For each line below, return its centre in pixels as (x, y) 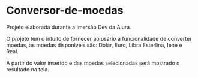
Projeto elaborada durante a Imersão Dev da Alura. (69, 27)
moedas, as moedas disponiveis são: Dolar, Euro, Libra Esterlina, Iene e (94, 45)
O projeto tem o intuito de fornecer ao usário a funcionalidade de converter (99, 38)
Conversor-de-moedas (65, 10)
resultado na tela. (28, 69)
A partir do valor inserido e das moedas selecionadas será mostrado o (93, 63)
